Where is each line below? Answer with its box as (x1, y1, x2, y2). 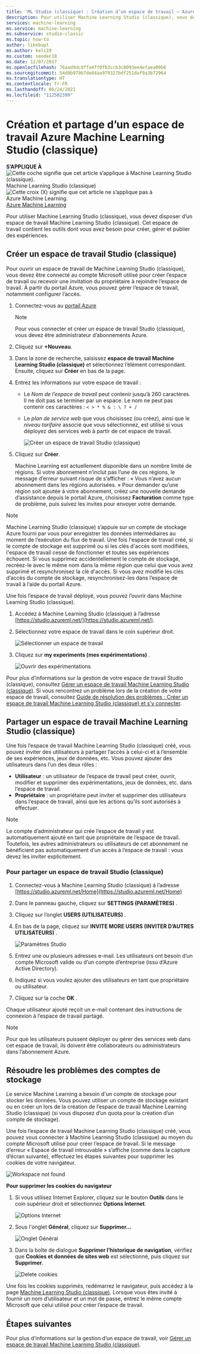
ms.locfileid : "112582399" (6, 92, 73, 98)
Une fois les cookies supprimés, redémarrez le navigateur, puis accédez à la (6, 1282, 193, 1289)
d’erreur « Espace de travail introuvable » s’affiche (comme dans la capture (6, 1147, 190, 1154)
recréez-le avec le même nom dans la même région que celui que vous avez (6, 561, 193, 568)
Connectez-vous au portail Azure (14, 302, 96, 309)
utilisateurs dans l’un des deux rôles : (6, 761, 97, 768)
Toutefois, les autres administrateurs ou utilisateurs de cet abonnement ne (6, 840, 189, 847)
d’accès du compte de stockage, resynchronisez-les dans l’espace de (6, 574, 178, 581)
